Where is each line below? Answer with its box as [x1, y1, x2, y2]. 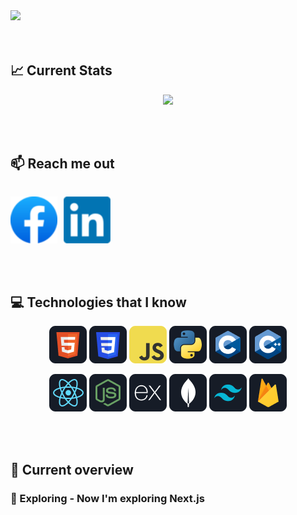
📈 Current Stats [10, 62, 113, 79]
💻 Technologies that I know [10, 294, 187, 311]
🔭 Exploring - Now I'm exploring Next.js [10, 491, 205, 505]
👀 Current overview [10, 461, 134, 478]
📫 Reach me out [10, 155, 115, 173]
